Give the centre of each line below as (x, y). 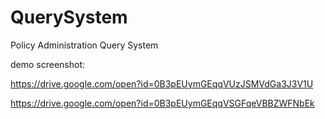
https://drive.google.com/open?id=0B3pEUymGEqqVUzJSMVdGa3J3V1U (162, 83)
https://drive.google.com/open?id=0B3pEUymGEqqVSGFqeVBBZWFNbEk (162, 103)
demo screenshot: (48, 64)
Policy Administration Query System (84, 45)
